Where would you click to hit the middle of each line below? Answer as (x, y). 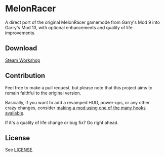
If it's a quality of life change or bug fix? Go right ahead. (62, 122)
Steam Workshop (23, 60)
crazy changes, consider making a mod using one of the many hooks (75, 108)
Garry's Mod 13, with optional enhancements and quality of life (69, 27)
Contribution (25, 76)
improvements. (20, 33)
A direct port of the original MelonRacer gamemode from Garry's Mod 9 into (82, 22)
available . (15, 113)
